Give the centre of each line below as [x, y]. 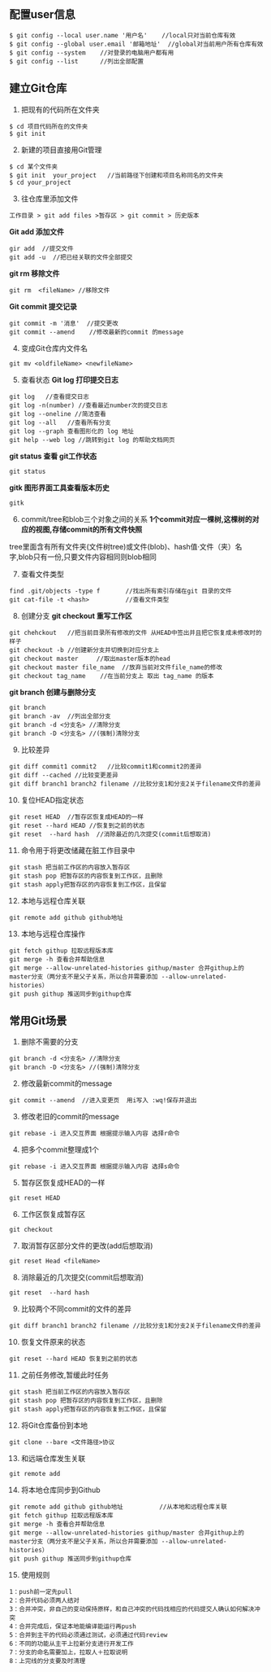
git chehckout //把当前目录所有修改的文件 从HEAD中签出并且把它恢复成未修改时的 [135, 632]
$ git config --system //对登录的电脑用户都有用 [92, 53]
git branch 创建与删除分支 [53, 692]
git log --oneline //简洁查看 [58, 414]
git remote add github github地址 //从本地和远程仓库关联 [118, 1507]
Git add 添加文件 [37, 231]
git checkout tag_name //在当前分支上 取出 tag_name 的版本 [112, 676]
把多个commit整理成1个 [60, 1149]
